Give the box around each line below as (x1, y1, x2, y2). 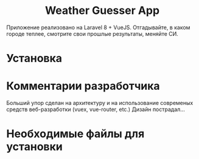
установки (6, 140, 63, 154)
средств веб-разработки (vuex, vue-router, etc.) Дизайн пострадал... (6, 106, 186, 113)
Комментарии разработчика (6, 79, 160, 93)
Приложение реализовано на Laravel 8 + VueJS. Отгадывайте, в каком (6, 24, 190, 31)
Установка (6, 52, 63, 66)
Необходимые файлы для (6, 127, 145, 141)
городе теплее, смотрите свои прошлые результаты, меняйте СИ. (6, 30, 178, 37)
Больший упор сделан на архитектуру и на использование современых (6, 100, 194, 107)
